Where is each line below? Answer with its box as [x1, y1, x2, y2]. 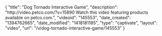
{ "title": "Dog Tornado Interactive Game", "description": [5, 4, 118, 10]
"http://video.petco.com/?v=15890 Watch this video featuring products [5, 9, 148, 15]
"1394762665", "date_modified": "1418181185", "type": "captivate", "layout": [5, 20, 158, 26]
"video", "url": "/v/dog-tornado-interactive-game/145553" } [5, 25, 125, 31]
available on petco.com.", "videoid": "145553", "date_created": [5, 15, 131, 20]
